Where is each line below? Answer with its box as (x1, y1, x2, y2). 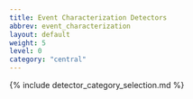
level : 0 (9, 47, 42, 56)
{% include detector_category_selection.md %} (9, 80, 185, 90)
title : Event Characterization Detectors (9, 13, 168, 22)
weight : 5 (9, 38, 47, 48)
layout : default (9, 30, 70, 39)
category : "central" (9, 55, 87, 64)
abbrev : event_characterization (9, 22, 131, 31)
